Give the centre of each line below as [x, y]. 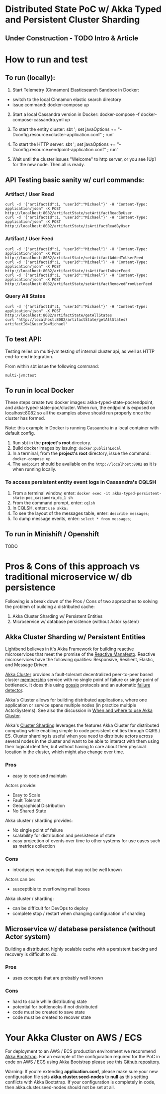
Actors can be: [20, 879]
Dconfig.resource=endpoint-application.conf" [59, 149]
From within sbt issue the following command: [52, 366]
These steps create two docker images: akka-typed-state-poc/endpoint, [80, 402]
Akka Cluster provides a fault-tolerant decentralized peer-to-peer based [79, 675]
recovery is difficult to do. [32, 954]
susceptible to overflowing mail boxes [51, 889]
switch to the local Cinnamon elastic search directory [67, 99]
